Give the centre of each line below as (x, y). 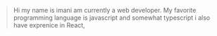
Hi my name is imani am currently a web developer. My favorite (105, 10)
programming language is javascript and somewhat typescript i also (112, 18)
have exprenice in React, (49, 25)
